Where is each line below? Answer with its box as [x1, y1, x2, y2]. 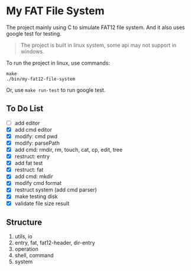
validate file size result [14, 200, 70, 207]
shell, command [14, 252, 54, 259]
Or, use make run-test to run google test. [6, 86, 106, 93]
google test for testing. [6, 30, 62, 37]
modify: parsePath [14, 139, 60, 146]
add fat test [14, 160, 43, 167]
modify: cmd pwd [14, 132, 58, 140]
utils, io [14, 233, 33, 240]
